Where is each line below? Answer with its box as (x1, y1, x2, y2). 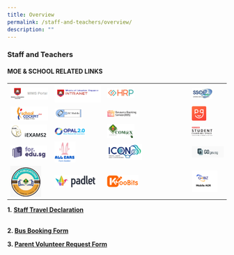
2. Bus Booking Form (7, 226, 69, 235)
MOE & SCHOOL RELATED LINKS (7, 67, 103, 75)
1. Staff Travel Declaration (7, 206, 84, 214)
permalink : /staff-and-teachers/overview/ (7, 18, 132, 26)
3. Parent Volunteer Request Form (7, 240, 108, 249)
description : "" (7, 26, 54, 33)
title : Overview (7, 11, 54, 18)
